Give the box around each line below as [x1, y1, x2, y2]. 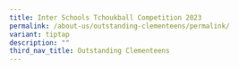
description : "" [9, 38, 70, 47]
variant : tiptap [9, 30, 70, 39]
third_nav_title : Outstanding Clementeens [9, 47, 170, 56]
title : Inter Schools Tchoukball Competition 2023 [9, 13, 202, 22]
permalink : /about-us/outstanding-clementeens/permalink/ [9, 22, 230, 30]
